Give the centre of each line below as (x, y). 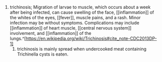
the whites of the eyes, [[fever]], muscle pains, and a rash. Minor (75, 17)
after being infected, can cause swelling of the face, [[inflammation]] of (82, 12)
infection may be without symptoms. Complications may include (74, 23)
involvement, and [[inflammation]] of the (51, 33)
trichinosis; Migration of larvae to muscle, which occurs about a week (80, 7)
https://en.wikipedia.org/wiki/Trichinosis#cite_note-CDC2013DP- (91, 38)
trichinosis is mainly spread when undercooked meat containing (82, 49)
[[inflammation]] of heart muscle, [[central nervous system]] (70, 28)
